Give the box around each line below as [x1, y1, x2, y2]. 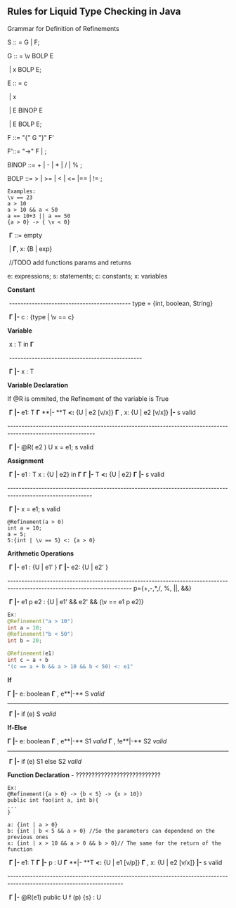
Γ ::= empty [8, 231, 43, 239]
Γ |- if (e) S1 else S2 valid [8, 757, 82, 765]
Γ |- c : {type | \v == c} [8, 312, 75, 321]
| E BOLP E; [8, 120, 42, 128]
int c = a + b [7, 657, 49, 664]
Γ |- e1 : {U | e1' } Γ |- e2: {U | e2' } [8, 563, 109, 571]
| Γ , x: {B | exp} [8, 244, 53, 252]
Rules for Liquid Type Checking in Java [7, 6, 181, 18]
